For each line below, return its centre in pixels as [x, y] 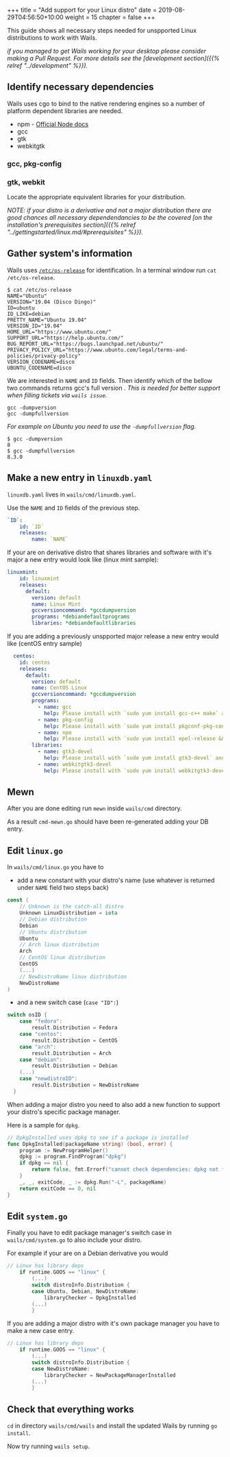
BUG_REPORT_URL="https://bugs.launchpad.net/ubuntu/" [86, 344]
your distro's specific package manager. [64, 1112]
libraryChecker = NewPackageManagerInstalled [110, 1375]
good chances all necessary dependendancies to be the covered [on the [110, 218]
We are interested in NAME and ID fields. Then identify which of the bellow [110, 380]
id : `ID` [32, 527]
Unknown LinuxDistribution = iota [68, 913]
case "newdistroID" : [49, 1079]
